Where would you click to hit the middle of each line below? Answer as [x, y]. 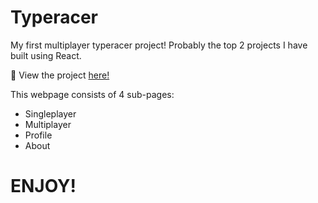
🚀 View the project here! [60, 75]
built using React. [46, 55]
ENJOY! [43, 186]
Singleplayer [50, 113]
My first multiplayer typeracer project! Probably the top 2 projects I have [159, 45]
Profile [38, 135]
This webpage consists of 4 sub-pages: [92, 94]
